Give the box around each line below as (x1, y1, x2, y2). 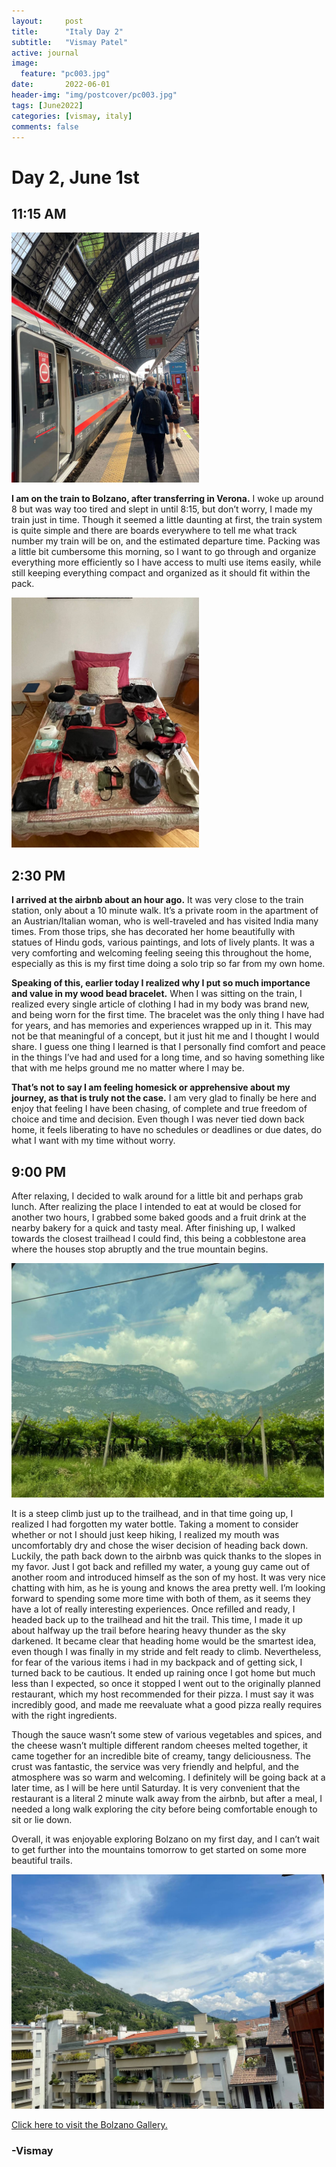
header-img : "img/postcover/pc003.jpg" (11, 90, 178, 100)
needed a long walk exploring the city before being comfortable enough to (11, 1803, 318, 1815)
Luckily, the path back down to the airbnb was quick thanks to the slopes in (11, 1550, 322, 1562)
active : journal (11, 48, 79, 58)
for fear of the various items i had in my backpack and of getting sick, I (11, 1656, 303, 1668)
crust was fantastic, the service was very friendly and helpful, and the (11, 1761, 299, 1772)
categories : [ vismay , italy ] (11, 111, 133, 121)
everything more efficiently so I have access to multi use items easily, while (11, 556, 322, 569)
